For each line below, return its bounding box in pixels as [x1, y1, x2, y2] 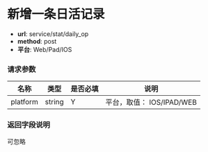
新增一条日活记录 [7, 6, 106, 22]
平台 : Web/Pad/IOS [17, 45, 72, 53]
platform [10, 97, 38, 107]
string [45, 97, 64, 107]
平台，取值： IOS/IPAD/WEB [105, 98, 197, 108]
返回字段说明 [7, 120, 51, 130]
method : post [17, 37, 57, 45]
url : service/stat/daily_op [17, 29, 89, 38]
